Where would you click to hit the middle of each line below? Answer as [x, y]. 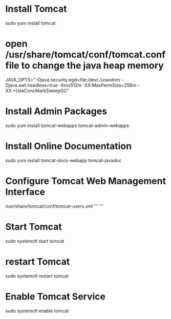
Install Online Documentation [69, 146]
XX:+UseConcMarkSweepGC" [37, 91]
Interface [25, 192]
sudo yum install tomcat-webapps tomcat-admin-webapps [67, 125]
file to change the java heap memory [84, 66]
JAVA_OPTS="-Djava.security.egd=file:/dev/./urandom [63, 79]
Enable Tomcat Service [56, 296]
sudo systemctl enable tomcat [37, 311]
